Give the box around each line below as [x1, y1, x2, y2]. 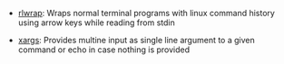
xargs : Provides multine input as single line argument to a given [17, 35, 256, 45]
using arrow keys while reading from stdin [17, 17, 175, 28]
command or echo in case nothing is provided [17, 44, 191, 55]
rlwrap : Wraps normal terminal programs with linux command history [17, 8, 275, 18]
